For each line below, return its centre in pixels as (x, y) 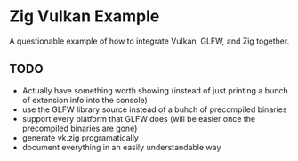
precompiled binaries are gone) (80, 128)
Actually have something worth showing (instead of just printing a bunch (155, 90)
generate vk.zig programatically (81, 137)
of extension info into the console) (85, 100)
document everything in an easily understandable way (121, 147)
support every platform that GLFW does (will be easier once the (139, 118)
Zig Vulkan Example (85, 16)
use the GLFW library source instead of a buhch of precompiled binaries (154, 109)
